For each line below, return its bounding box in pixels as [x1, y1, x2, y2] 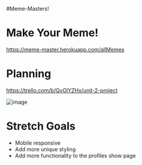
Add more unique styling [14, 145, 76, 152]
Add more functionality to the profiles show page [14, 152, 136, 159]
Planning [6, 67, 52, 80]
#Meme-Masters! [6, 5, 49, 12]
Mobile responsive [14, 139, 61, 146]
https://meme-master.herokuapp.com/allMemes [6, 46, 125, 53]
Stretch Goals [6, 119, 76, 133]
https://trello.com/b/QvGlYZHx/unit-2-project [6, 86, 118, 94]
